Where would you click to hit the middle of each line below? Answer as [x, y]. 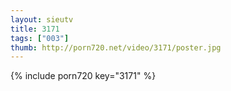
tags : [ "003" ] [40, 38]
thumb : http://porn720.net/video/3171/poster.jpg [116, 47]
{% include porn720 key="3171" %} [83, 76]
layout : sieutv [42, 19]
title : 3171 [35, 29]
